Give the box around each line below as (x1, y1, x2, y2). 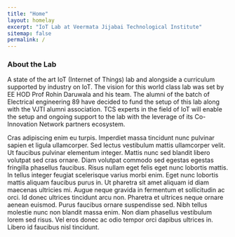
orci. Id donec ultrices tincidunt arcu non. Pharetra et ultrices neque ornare (7, 194, 224, 202)
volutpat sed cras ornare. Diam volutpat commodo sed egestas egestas (7, 156, 214, 165)
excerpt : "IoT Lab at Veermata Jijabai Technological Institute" (7, 23, 202, 30)
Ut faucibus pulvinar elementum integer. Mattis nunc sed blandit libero (7, 149, 210, 157)
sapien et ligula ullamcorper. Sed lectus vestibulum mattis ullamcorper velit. (7, 141, 226, 149)
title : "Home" (7, 10, 49, 18)
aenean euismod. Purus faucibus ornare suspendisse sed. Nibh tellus (7, 201, 208, 209)
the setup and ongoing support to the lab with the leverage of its (7, 113, 194, 121)
